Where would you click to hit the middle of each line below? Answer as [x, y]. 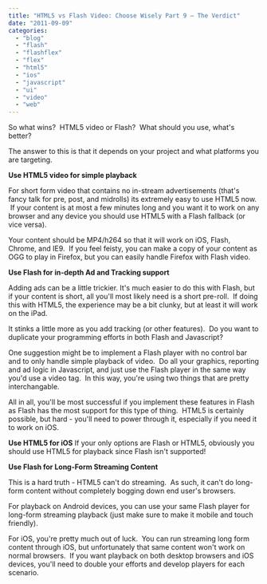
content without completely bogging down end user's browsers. [131, 491]
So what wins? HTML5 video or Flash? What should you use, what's [122, 128]
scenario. [24, 573]
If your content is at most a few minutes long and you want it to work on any [135, 207]
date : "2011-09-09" [41, 23]
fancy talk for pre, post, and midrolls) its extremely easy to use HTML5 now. [133, 199]
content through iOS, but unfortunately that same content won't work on [127, 547]
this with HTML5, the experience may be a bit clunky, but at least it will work [133, 305]
